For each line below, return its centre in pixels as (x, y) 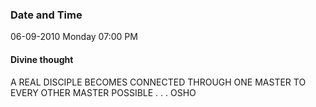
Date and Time (46, 15)
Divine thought (42, 59)
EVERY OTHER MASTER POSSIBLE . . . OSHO (103, 92)
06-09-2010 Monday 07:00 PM (74, 37)
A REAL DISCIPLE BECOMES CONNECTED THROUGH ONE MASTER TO (158, 82)
